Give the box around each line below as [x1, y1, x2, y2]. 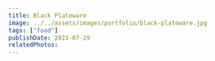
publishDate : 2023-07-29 [8, 33, 90, 42]
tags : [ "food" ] [8, 26, 59, 34]
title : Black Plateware [8, 11, 87, 20]
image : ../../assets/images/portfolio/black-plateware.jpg [8, 19, 208, 27]
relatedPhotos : [8, 41, 59, 49]
